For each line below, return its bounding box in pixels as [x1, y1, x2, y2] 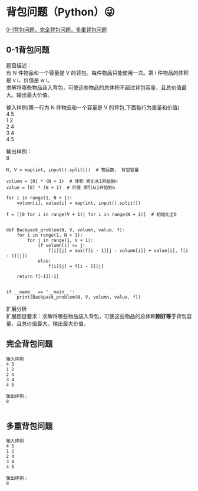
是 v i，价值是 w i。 [6, 76, 53, 83]
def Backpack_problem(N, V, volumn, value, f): [6, 227, 126, 233]
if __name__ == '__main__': [6, 289, 75, 295]
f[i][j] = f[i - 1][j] [48, 263, 104, 269]
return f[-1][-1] [16, 273, 60, 279]
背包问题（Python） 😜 [6, 5, 115, 19]
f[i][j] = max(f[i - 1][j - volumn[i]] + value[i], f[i [48, 247, 189, 254]
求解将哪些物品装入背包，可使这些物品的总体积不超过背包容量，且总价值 [6, 84, 181, 91]
